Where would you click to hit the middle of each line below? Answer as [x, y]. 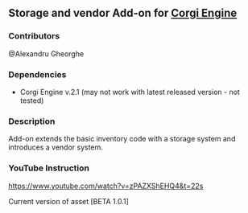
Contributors [34, 36]
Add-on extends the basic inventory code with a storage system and [122, 139]
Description [32, 121]
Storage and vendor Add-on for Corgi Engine [123, 13]
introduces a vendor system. [56, 147]
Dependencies [37, 74]
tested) [32, 100]
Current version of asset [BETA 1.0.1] [68, 201]
